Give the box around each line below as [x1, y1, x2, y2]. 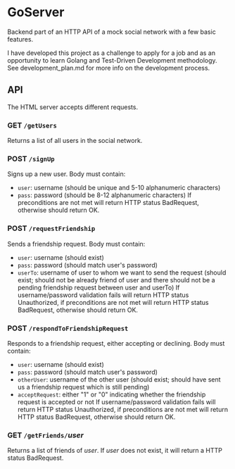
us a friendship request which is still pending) [17, 382, 150, 391]
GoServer [7, 4, 65, 20]
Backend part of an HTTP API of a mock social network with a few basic [7, 27, 216, 36]
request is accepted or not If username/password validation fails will [17, 397, 216, 406]
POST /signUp [7, 154, 55, 163]
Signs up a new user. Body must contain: [7, 170, 126, 178]
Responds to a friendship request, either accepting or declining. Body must [7, 339, 225, 347]
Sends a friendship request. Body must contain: [7, 239, 146, 248]
